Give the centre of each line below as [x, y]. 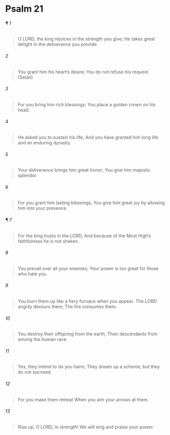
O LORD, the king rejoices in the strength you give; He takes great [86, 39]
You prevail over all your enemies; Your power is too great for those [88, 268]
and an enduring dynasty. [44, 143]
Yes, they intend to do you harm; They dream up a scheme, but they [89, 367]
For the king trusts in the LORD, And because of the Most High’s [84, 236]
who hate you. [32, 274]
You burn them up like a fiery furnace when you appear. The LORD [87, 301]
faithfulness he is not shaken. [48, 241]
